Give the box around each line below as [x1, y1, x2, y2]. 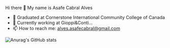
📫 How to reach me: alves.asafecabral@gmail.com [12, 25, 121, 31]
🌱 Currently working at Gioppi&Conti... [12, 20, 93, 25]
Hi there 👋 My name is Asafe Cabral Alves [5, 5, 93, 10]
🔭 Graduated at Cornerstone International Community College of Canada [12, 14, 165, 20]
